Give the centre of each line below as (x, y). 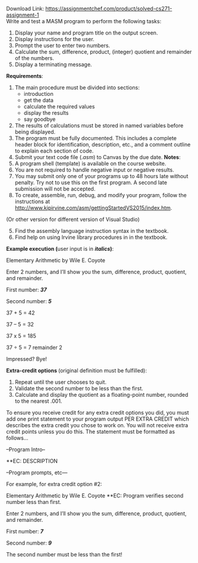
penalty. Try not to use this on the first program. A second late (91, 182)
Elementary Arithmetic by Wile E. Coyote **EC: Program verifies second (95, 496)
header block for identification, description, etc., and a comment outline (103, 144)
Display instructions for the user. (54, 39)
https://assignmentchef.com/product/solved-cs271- (109, 9)
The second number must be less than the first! (65, 554)
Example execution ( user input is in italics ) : (60, 249)
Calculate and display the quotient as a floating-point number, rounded (101, 395)
